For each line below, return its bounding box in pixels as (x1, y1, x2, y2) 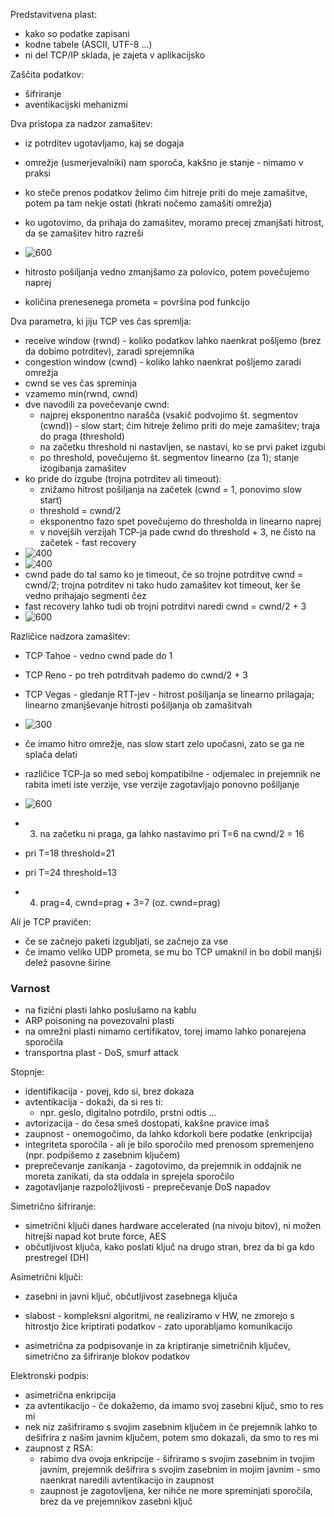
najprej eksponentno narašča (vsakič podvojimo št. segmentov (39, 409, 299, 421)
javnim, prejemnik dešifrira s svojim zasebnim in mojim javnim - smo (39, 1464, 321, 1476)
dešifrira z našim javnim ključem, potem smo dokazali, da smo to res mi (24, 1432, 319, 1444)
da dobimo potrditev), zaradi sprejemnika (24, 345, 195, 357)
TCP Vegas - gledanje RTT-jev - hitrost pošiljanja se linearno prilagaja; (24, 689, 315, 700)
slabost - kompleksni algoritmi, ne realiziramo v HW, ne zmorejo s (24, 1310, 295, 1322)
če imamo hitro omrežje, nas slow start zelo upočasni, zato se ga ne (24, 738, 305, 749)
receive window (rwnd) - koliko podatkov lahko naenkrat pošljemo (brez (24, 335, 322, 346)
